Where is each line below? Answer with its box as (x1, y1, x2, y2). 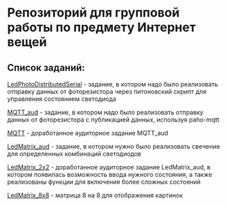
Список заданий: (7, 62, 85, 73)
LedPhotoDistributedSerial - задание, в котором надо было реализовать (7, 80, 219, 88)
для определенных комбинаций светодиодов (7, 150, 142, 158)
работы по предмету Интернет (7, 19, 196, 35)
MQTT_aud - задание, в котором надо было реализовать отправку (7, 109, 204, 116)
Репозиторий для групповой (7, 5, 180, 21)
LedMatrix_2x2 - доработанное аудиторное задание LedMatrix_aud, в (7, 163, 211, 171)
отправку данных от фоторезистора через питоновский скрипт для (7, 88, 206, 95)
